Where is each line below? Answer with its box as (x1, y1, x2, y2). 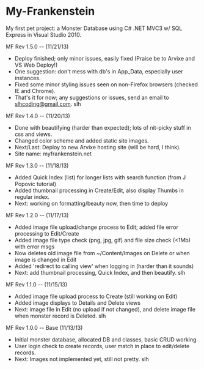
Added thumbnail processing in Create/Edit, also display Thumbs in (14, 187, 184, 194)
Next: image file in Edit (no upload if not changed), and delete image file (14, 305, 196, 313)
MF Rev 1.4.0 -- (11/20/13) (5, 112, 71, 119)
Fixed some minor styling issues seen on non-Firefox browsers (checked (14, 81, 198, 88)
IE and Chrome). (14, 87, 56, 94)
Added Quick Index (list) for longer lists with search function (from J (14, 173, 186, 181)
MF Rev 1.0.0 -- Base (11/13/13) (5, 324, 83, 331)
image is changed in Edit (14, 256, 77, 263)
